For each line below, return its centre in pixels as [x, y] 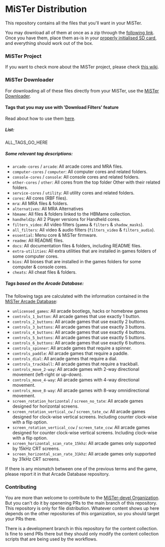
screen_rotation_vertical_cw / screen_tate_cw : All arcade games [79, 411]
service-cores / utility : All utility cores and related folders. [73, 193]
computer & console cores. [40, 267]
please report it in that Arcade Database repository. [57, 474]
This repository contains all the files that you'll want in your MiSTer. [74, 23]
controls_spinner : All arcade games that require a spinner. [72, 348]
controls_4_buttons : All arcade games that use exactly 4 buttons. [79, 332]
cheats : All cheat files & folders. [44, 272]
